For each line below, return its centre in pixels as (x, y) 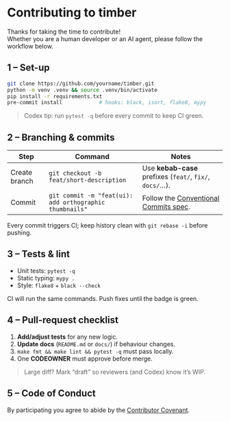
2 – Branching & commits (61, 137)
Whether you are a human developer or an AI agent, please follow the (105, 38)
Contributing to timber (72, 13)
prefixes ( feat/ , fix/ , (176, 177)
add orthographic (77, 203)
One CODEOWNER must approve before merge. (85, 359)
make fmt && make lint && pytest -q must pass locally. (95, 351)
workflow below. (30, 46)
